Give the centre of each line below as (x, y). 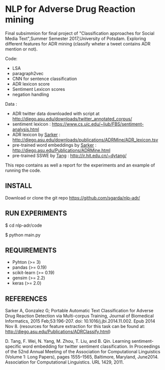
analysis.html (26, 129)
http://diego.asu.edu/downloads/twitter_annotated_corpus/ (72, 119)
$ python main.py (23, 235)
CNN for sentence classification (45, 79)
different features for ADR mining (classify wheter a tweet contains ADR (78, 43)
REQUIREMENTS (31, 250)
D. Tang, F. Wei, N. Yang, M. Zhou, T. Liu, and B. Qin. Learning (68, 341)
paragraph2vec (28, 73)
